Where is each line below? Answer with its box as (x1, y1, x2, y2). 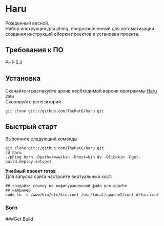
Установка (5, 74, 41, 83)
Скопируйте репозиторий (5, 98, 61, 105)
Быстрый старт (5, 122, 57, 131)
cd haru (5, 150, 22, 155)
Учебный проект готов (5, 168, 56, 174)
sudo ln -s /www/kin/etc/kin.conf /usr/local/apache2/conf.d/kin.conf (5, 192, 159, 197)
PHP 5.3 (5, 59, 23, 65)
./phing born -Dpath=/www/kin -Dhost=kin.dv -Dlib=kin (5, 154, 125, 160)
